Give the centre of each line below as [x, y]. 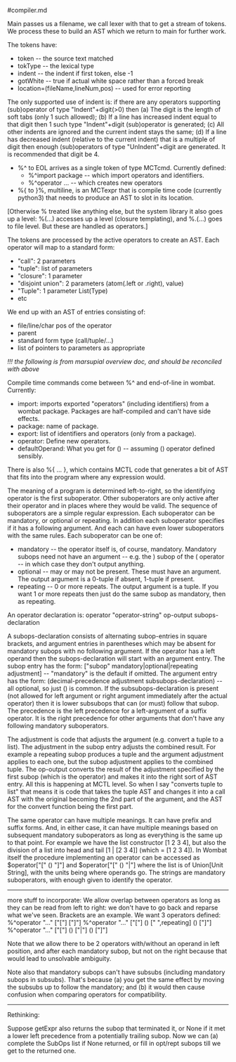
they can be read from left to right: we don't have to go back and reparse [113, 907]
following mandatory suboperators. [58, 726]
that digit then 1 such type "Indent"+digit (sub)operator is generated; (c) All [116, 124]
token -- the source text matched [65, 58]
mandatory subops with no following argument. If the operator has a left [111, 651]
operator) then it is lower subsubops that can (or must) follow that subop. [113, 703]
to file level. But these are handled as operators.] [78, 226]
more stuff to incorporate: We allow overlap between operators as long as [114, 900]
